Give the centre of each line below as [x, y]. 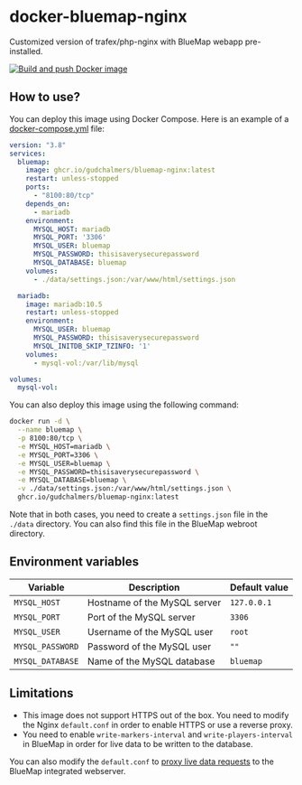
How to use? [45, 97]
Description [154, 587]
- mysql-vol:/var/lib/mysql [86, 363]
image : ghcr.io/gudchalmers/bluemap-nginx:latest [121, 170]
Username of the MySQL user [150, 631]
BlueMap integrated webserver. [68, 771]
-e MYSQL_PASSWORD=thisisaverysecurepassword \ [109, 472]
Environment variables [74, 562]
